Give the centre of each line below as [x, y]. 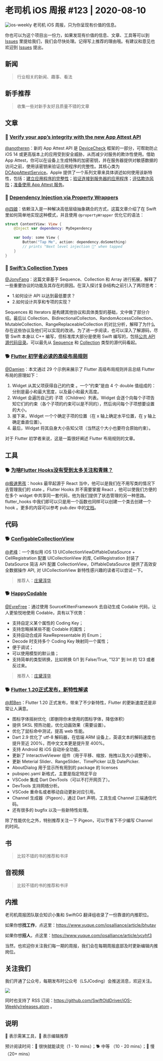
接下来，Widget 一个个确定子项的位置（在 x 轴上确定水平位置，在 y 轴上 [84, 416]
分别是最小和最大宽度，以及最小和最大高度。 [57, 392]
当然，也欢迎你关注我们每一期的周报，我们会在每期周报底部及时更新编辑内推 [81, 945]
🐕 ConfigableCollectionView [40, 539]
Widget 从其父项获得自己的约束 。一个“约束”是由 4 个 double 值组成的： [84, 386]
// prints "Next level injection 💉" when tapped [73, 246]
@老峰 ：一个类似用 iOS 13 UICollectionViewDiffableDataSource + [70, 552]
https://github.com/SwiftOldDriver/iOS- [93, 1001]
